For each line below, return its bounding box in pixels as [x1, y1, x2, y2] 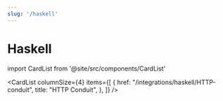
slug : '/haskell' [7, 10, 59, 18]
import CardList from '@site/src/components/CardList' [7, 64, 166, 73]
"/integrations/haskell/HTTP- [132, 78, 217, 86]
